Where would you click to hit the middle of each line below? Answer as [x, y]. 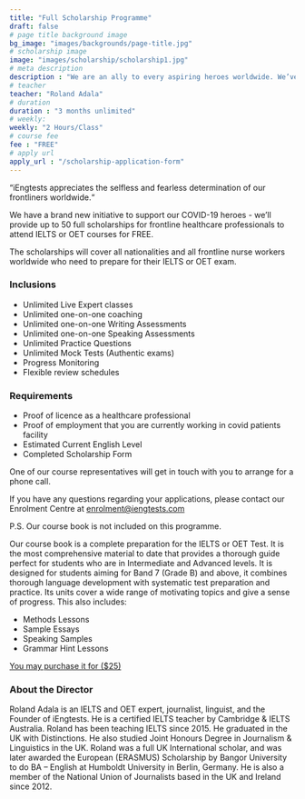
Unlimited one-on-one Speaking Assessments [108, 334]
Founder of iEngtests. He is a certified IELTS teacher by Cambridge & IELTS [150, 719]
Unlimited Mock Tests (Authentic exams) [98, 353]
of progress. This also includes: [68, 602]
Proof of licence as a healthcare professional [106, 415]
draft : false [34, 26]
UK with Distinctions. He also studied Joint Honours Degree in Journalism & [151, 738]
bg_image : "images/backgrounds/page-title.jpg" [101, 43]
